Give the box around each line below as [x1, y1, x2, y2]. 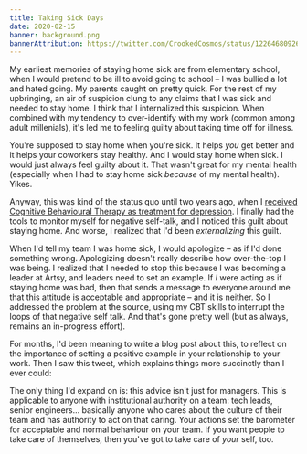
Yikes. [9, 179, 33, 190]
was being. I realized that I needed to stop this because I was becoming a [9, 262, 286, 274]
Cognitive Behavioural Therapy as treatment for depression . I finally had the [9, 206, 295, 217]
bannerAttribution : [9, 38, 84, 48]
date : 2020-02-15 [9, 22, 76, 31]
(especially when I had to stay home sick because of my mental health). [9, 169, 281, 180]
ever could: [9, 367, 52, 379]
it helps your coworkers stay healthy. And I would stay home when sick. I [9, 150, 283, 161]
